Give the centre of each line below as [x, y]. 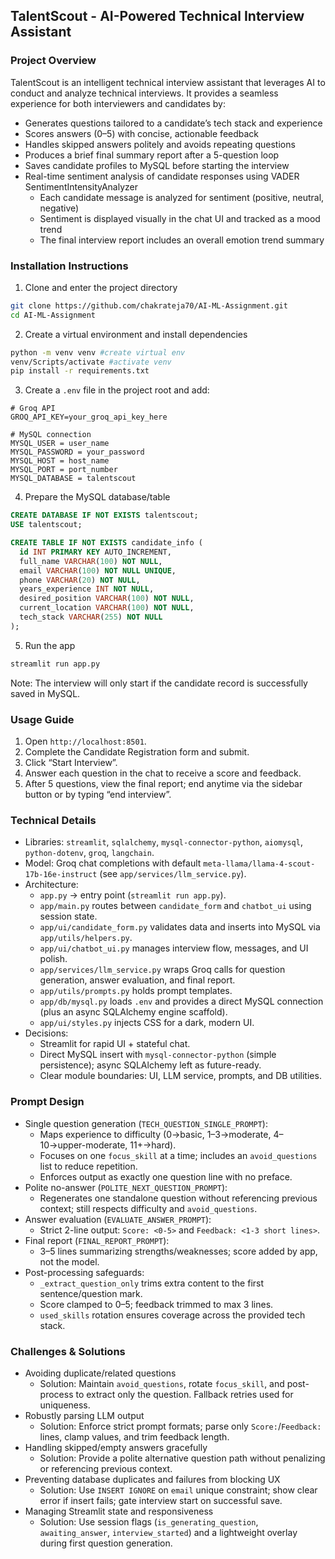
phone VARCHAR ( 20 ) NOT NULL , [80, 580]
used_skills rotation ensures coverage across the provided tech [172, 1315]
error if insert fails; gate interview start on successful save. [161, 1500]
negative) [59, 208]
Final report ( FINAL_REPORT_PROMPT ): [97, 1240]
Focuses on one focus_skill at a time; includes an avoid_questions [178, 1155]
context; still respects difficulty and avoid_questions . [148, 1208]
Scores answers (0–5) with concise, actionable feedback [142, 133]
